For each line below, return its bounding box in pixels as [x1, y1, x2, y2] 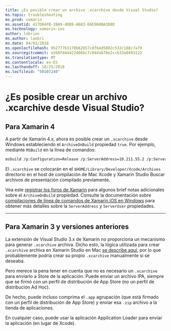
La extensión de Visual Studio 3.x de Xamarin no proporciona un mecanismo [5, 236, 165, 242]
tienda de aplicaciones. [5, 304, 54, 311]
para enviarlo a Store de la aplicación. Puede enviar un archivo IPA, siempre [5, 273, 164, 279]
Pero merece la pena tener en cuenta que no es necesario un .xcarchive [5, 268, 158, 274]
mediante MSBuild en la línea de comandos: [5, 147, 96, 153]
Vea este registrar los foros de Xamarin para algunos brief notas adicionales [5, 186, 164, 193]
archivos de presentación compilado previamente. [5, 177, 110, 183]
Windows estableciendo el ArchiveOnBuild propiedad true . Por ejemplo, [5, 141, 156, 147]
